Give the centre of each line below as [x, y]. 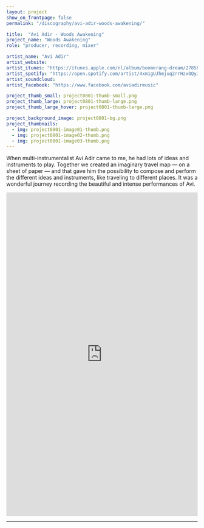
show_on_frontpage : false [39, 18]
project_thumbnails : [32, 124]
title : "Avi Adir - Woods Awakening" [55, 34]
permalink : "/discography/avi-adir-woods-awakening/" [76, 23]
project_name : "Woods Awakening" [49, 40]
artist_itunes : [25, 68]
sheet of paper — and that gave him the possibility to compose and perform [101, 171]
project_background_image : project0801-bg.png [66, 118]
